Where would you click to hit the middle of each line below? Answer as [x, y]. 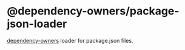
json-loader [37, 24]
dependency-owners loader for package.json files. [70, 40]
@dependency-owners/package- [93, 11]
